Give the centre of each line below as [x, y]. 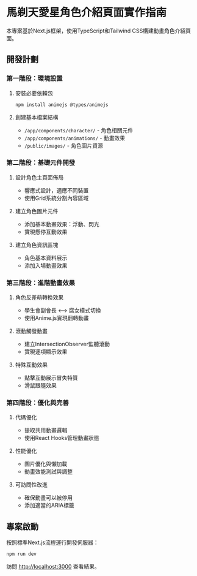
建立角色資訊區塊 [37, 244]
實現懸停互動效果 [46, 232]
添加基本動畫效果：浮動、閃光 [62, 224]
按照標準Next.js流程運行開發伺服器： [52, 542]
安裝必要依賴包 [34, 93]
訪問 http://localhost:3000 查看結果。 [53, 567]
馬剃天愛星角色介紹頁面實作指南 [87, 13]
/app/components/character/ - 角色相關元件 [79, 130]
